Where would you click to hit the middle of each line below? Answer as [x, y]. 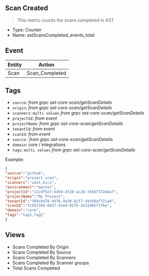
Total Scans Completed [36, 268]
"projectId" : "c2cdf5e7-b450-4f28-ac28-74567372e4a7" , [62, 192]
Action [46, 65]
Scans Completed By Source [42, 252]
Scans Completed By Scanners [44, 257]
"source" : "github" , [25, 173]
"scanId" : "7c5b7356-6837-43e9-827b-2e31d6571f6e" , [58, 206]
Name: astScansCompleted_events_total [53, 35]
